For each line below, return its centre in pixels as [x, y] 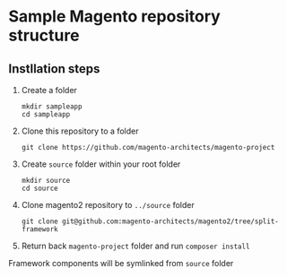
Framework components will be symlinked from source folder [121, 263]
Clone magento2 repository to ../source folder [108, 205]
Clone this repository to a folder [80, 131]
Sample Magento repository [114, 17]
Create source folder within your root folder [101, 164]
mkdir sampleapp [52, 107]
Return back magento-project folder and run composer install [135, 246]
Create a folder [49, 90]
